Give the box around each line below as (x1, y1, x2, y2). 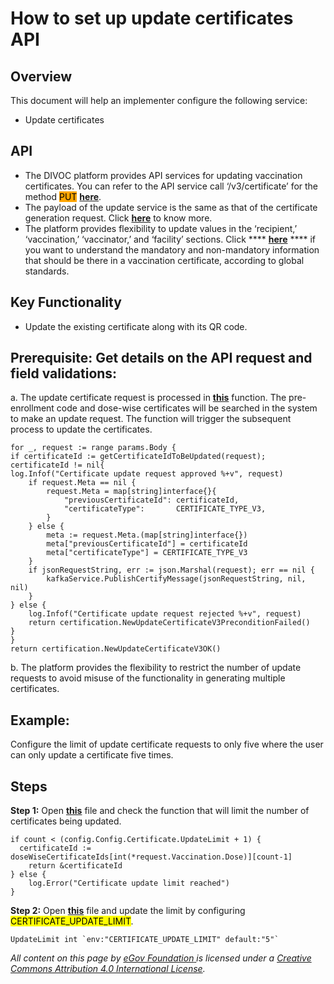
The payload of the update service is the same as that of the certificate (24, 201, 318, 213)
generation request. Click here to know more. (24, 212, 213, 224)
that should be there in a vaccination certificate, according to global (24, 254, 305, 266)
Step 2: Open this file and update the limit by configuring (10, 905, 246, 917)
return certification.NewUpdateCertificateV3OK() (10, 644, 222, 654)
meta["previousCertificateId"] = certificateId (46, 539, 248, 549)
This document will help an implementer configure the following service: (10, 95, 308, 106)
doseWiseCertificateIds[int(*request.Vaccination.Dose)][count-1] (10, 852, 293, 862)
